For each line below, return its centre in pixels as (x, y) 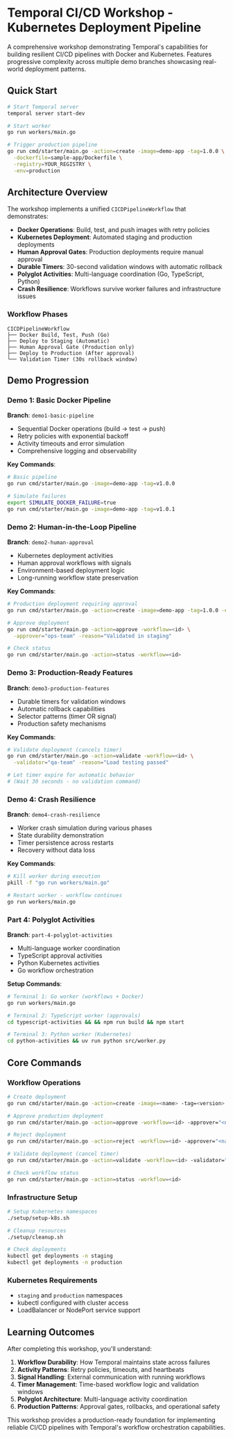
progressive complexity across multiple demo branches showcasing (104, 61)
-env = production (37, 171)
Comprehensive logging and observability (77, 451)
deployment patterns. (55, 69)
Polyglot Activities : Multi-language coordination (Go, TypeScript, (111, 274)
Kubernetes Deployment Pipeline (104, 27)
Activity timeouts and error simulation (71, 443)
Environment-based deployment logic (71, 571)
